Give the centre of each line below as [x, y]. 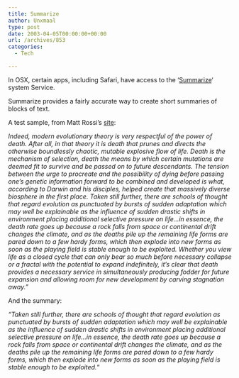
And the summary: [35, 300]
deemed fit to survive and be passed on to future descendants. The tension [119, 166]
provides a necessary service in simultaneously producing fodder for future [119, 272]
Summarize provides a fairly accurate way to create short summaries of [113, 101]
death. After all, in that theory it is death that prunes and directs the [107, 143]
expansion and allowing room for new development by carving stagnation [116, 279]
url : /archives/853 [37, 40]
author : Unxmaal [32, 21]
